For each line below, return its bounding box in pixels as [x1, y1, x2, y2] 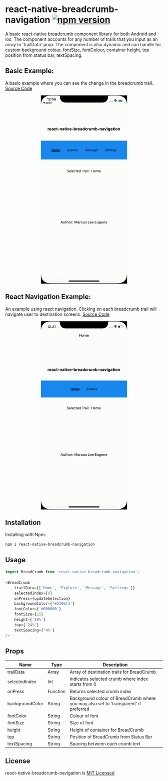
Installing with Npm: [5, 532, 46, 538]
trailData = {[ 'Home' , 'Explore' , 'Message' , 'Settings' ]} [14, 585, 135, 590]
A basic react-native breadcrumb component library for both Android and [5, 31, 156, 37]
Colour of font [69, 713, 98, 719]
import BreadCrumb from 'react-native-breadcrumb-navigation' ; [5, 570, 140, 575]
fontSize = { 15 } [14, 612, 43, 617]
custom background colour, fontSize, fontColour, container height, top [5, 47, 149, 53]
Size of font [69, 720, 93, 726]
